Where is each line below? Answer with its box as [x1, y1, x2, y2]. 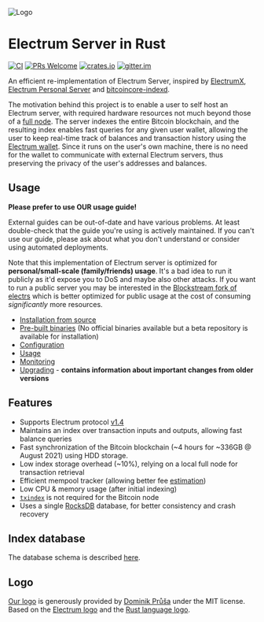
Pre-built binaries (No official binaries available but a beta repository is [19, 323, 248, 332]
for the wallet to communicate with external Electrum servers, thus [8, 150, 224, 159]
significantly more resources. [8, 299, 104, 309]
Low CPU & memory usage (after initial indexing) [19, 484, 178, 494]
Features [8, 396, 53, 409]
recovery [19, 509, 49, 519]
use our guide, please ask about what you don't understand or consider [8, 234, 240, 243]
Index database [8, 531, 86, 545]
